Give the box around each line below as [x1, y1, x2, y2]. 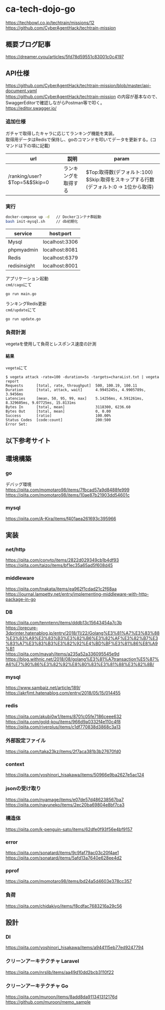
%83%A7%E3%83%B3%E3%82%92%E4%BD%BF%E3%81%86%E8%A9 [5, 640, 158, 646]
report [5, 379, 19, 384]
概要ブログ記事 [5, 40, 51, 49]
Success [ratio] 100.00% [5, 413, 111, 418]
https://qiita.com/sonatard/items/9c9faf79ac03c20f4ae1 [5, 850, 119, 856]
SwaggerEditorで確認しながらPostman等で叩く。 [5, 100, 105, 106]
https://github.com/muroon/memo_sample [5, 999, 91, 1005]
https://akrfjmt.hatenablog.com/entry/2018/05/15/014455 [5, 690, 121, 696]
